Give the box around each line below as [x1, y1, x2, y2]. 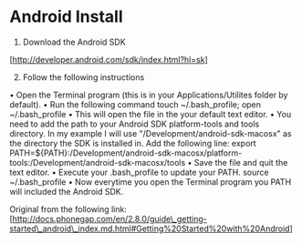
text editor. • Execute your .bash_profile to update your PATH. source [9, 167, 269, 177]
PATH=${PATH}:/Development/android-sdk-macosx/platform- [9, 147, 243, 158]
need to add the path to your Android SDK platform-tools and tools [9, 118, 260, 129]
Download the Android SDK [22, 36, 126, 47]
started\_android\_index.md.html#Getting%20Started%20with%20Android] [9, 223, 294, 234]
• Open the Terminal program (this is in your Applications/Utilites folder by [9, 89, 288, 100]
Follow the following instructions [22, 71, 145, 83]
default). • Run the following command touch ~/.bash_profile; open [9, 98, 262, 110]
